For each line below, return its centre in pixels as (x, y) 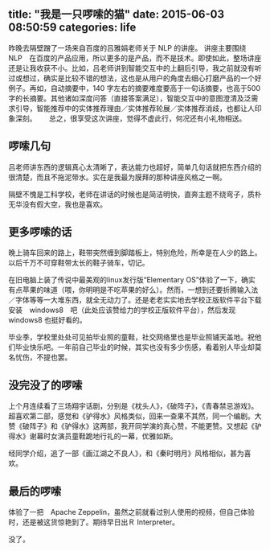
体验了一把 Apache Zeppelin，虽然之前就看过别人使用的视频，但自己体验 (131, 512)
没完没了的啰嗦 (45, 385)
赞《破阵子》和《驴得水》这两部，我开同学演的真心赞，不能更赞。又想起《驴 (135, 426)
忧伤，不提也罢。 (43, 357)
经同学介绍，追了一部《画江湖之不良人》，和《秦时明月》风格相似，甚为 (126, 454)
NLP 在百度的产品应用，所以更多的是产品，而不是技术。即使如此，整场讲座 (135, 58)
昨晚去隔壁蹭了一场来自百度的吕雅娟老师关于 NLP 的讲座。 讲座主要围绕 (127, 47)
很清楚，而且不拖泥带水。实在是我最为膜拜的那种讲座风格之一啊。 (117, 177)
